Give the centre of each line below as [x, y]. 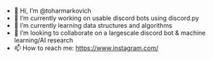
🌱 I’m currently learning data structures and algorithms [93, 25]
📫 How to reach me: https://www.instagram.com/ [86, 48]
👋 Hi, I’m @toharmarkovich [52, 11]
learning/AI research [44, 40]
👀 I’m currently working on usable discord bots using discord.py [106, 18]
